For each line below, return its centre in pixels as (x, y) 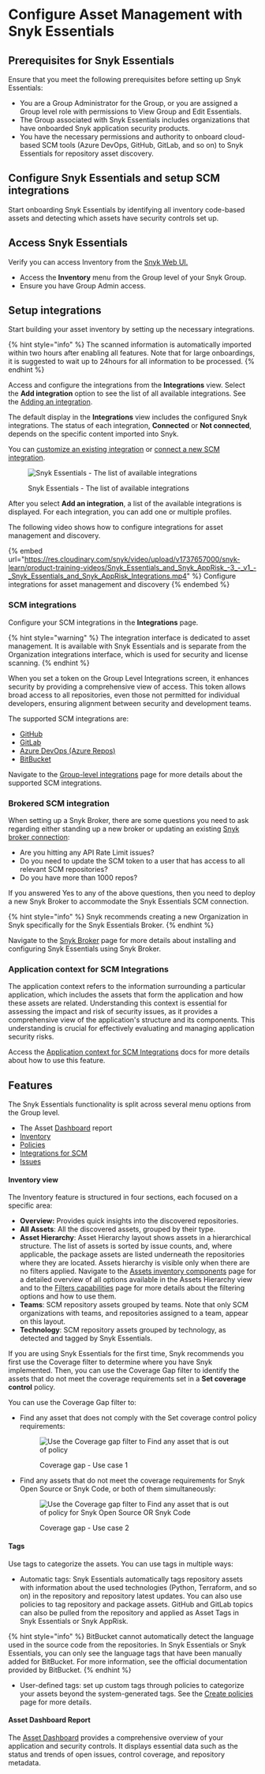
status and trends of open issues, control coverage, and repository (117, 1754)
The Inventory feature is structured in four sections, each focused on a (123, 1197)
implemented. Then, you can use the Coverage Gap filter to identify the (124, 1370)
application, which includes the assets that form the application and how (126, 995)
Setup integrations (55, 311)
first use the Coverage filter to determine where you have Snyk (110, 1362)
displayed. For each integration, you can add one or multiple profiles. (120, 512)
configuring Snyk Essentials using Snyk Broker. (85, 949)
